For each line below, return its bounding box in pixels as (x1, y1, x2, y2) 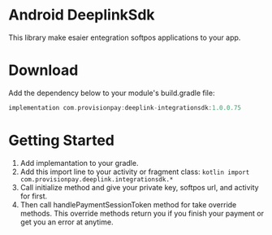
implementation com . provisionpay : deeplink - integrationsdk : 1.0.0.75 (8, 103, 242, 111)
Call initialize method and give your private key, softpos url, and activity (19, 182, 259, 192)
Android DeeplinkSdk (8, 6, 156, 24)
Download (8, 61, 79, 80)
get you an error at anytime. (19, 217, 114, 227)
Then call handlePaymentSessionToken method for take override (19, 199, 237, 209)
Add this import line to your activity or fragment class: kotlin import (19, 167, 250, 176)
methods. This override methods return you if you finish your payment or (19, 208, 264, 218)
